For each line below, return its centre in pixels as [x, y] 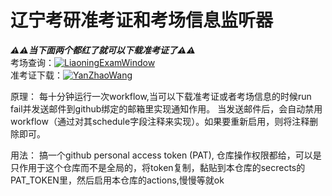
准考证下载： [36, 75]
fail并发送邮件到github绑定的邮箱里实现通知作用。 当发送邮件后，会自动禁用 [166, 108]
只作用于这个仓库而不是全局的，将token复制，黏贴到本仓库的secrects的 [158, 167]
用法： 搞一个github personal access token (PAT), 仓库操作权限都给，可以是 [166, 155]
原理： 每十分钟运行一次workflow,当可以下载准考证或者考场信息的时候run [161, 96]
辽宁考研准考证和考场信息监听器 [142, 20]
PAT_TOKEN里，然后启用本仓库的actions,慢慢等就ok [117, 180]
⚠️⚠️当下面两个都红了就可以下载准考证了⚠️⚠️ [103, 50]
